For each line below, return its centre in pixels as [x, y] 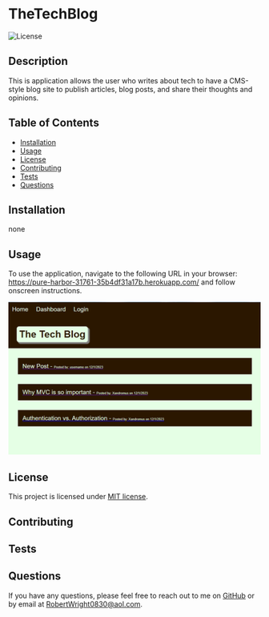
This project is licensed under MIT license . [78, 497]
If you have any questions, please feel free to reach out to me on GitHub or [131, 595]
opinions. [24, 98]
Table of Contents [54, 123]
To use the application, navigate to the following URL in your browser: [123, 274]
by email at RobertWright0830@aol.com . [75, 604]
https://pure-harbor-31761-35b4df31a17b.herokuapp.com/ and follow [122, 282]
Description [38, 61]
